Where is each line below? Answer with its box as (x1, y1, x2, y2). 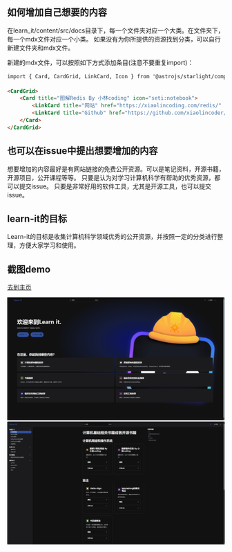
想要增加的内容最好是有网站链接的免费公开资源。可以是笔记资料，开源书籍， (7, 165, 225, 173)
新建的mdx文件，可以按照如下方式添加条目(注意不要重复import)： (7, 58, 194, 66)
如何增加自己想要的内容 (7, 6, 107, 19)
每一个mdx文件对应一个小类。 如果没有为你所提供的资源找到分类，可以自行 (7, 35, 221, 43)
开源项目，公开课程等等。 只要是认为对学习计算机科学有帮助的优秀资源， (7, 173, 215, 181)
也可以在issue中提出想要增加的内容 (7, 145, 158, 157)
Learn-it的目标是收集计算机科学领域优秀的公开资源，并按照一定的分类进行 (7, 233, 217, 241)
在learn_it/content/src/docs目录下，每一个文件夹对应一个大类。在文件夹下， (7, 26, 224, 35)
